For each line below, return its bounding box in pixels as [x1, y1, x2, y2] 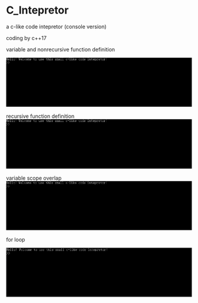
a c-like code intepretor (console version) [6, 23, 107, 30]
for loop [6, 236, 25, 243]
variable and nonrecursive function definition [6, 45, 115, 53]
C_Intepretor [6, 4, 69, 17]
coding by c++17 [6, 34, 47, 41]
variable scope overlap [6, 174, 62, 182]
